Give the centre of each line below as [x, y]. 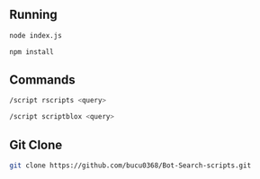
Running [34, 15]
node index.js [36, 35]
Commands [43, 80]
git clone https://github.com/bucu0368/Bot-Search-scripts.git [130, 166]
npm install [31, 52]
